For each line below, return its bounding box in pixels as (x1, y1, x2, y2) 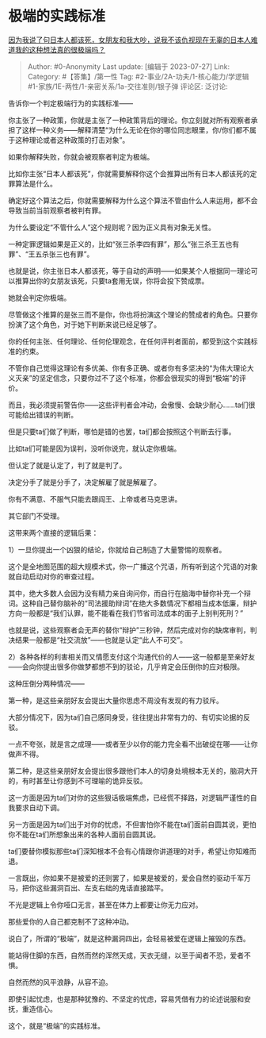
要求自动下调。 (14, 802, 64, 812)
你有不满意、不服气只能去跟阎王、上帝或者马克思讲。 (8, 494, 182, 504)
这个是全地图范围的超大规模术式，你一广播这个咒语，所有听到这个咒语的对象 (8, 561, 258, 571)
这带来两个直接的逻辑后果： (8, 528, 99, 537)
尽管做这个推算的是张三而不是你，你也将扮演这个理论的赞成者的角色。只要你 (8, 309, 258, 319)
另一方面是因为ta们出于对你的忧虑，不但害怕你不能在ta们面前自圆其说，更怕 (8, 819, 257, 829)
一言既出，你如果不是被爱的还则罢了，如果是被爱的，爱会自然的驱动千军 (8, 873, 244, 882)
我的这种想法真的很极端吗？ (14, 44, 105, 54)
